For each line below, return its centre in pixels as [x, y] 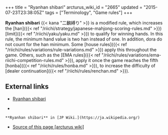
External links [27, 87]
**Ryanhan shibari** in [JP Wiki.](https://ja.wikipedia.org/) [73, 117]
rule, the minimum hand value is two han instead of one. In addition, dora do [84, 39]
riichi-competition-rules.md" [35, 60]
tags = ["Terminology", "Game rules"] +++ [89, 12]
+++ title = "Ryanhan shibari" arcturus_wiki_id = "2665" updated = [74, 7]
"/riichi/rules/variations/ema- [131, 55]
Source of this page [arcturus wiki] [48, 126]
